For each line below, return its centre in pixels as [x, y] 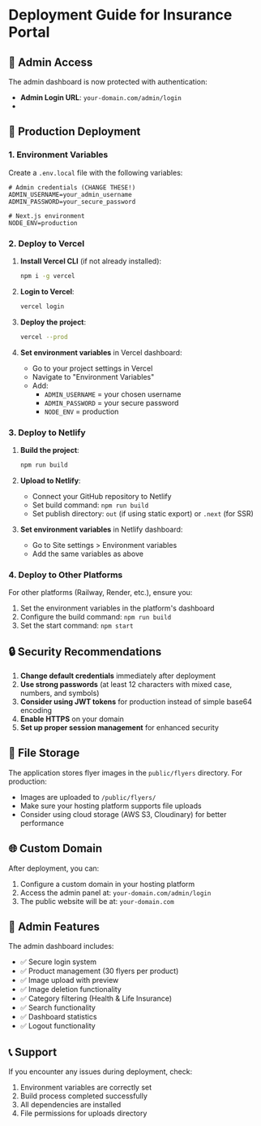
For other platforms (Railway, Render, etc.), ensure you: [101, 593]
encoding [36, 710]
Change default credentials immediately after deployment [118, 676]
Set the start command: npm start [77, 626]
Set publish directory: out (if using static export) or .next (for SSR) [143, 513]
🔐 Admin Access [51, 62]
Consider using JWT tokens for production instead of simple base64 [136, 702]
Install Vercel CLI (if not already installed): [91, 261]
